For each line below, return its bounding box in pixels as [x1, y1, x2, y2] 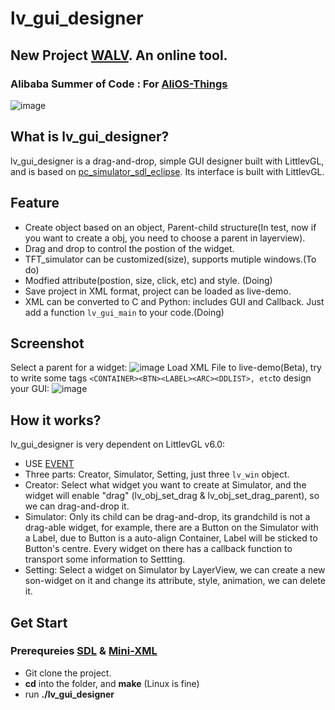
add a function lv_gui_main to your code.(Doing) [24, 306, 225, 318]
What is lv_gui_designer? [10, 128, 170, 146]
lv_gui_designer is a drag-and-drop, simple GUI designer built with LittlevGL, [10, 155, 325, 167]
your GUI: [10, 383, 50, 395]
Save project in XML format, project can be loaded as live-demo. [24, 285, 292, 297]
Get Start [10, 614, 68, 631]
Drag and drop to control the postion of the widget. [24, 242, 235, 254]
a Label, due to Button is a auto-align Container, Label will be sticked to [24, 532, 318, 544]
